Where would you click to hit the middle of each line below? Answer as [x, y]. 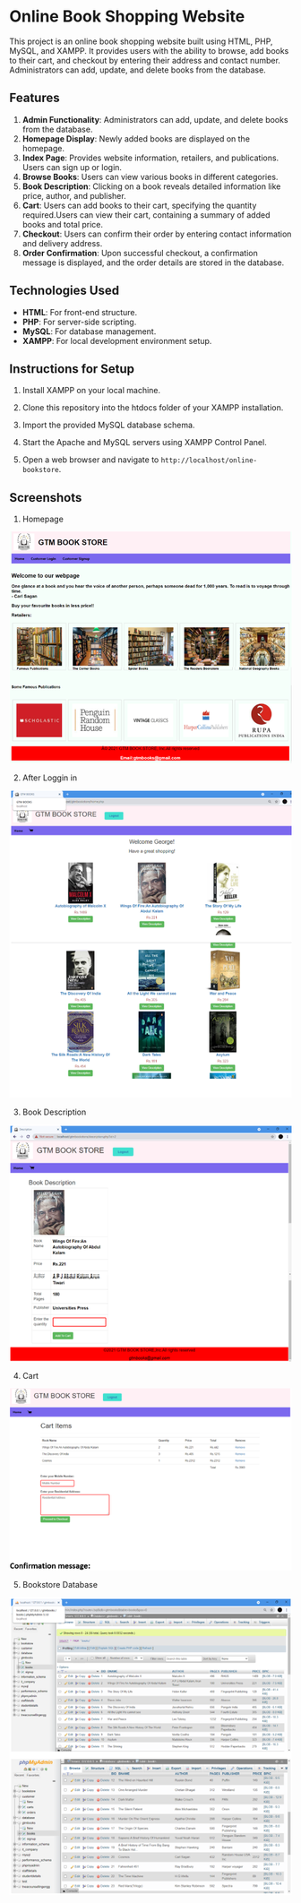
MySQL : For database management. [89, 331]
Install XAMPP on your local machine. [91, 391]
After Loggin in [50, 778]
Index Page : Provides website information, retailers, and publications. [150, 158]
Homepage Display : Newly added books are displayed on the [136, 138]
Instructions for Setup [72, 369]
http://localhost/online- [209, 461]
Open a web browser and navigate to [90, 460]
